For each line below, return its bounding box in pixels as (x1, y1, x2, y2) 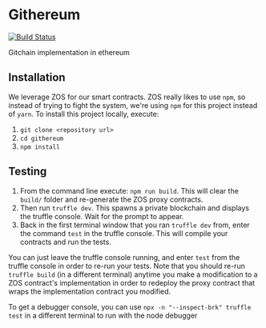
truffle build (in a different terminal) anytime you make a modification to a (8, 270, 258, 279)
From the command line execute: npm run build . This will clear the (19, 186, 239, 195)
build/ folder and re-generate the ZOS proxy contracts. (19, 194, 204, 204)
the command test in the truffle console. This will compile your (19, 228, 228, 238)
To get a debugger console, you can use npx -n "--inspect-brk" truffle (8, 302, 252, 311)
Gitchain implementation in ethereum (8, 47, 131, 57)
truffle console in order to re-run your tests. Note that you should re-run (8, 261, 246, 270)
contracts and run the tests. (19, 237, 112, 246)
